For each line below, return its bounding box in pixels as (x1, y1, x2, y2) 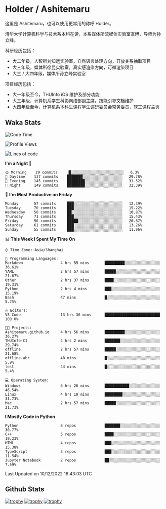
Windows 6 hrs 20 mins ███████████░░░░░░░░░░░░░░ (5, 383, 161, 388)
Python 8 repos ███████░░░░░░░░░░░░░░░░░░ (5, 423, 161, 428)
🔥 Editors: (5, 308, 28, 313)
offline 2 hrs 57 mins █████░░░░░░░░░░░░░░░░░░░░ (5, 347, 161, 352)
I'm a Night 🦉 (5, 160, 32, 166)
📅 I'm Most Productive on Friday (5, 191, 73, 197)
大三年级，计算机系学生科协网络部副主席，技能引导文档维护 (12, 97, 134, 103)
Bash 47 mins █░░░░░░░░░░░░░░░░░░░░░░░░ (5, 295, 161, 300)
